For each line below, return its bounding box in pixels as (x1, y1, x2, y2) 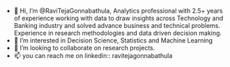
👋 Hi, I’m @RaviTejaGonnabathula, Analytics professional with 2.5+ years (13, 7, 223, 15)
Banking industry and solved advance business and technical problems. (13, 22, 221, 29)
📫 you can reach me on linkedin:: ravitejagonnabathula (13, 52, 173, 59)
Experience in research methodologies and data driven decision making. (13, 29, 222, 37)
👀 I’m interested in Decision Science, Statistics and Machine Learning (13, 36, 213, 45)
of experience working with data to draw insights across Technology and (13, 14, 224, 22)
